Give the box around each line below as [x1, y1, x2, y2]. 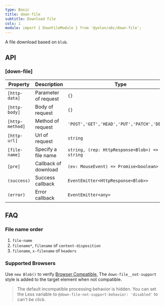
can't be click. [17, 296, 46, 302]
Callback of [35, 160, 61, 167]
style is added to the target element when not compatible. [5, 276, 122, 282]
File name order [5, 226, 43, 233]
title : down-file [5, 12, 41, 17]
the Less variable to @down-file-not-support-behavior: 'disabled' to [17, 291, 158, 297]
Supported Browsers [5, 260, 55, 267]
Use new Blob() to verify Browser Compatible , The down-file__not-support [5, 271, 157, 277]
